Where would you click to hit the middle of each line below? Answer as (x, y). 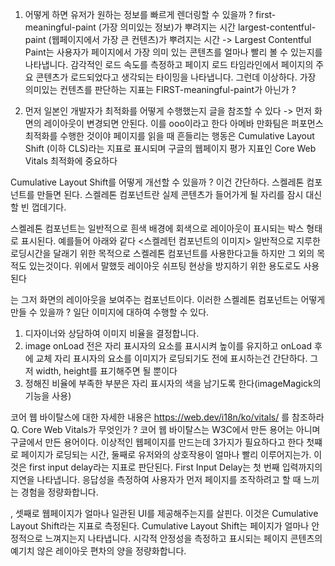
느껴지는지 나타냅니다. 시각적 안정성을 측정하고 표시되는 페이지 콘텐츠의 (183, 538)
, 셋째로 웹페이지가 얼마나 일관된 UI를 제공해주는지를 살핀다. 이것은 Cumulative (164, 513)
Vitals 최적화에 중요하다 (71, 161)
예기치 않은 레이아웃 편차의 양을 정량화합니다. (98, 551)
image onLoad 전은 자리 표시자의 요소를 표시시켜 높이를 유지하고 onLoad (168, 346)
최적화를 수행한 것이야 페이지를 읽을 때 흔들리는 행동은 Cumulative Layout (169, 136)
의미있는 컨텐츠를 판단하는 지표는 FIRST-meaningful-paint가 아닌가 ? (160, 89)
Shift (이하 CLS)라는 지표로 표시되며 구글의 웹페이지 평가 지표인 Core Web (170, 148)
